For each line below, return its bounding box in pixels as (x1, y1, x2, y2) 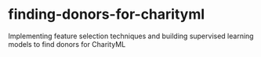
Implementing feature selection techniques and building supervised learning (8, 31, 254, 41)
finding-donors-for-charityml (8, 5, 205, 23)
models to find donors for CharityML (8, 39, 126, 48)
